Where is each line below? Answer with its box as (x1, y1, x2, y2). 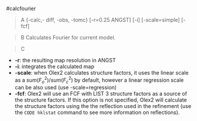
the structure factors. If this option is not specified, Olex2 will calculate (14, 96, 188, 103)
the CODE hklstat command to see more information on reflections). (14, 109, 180, 116)
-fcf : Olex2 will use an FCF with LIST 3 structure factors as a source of (14, 90, 188, 98)
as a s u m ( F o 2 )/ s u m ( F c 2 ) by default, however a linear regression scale (14, 76, 185, 85)
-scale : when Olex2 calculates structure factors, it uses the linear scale (14, 69, 189, 76)
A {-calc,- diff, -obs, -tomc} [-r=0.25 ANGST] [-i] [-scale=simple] (20, 16, 180, 23)
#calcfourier (6, 5, 36, 12)
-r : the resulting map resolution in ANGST (14, 57, 117, 63)
